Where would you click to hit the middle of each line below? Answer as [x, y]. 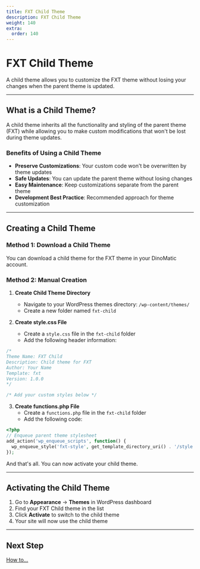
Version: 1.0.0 [25, 379]
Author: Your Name [29, 368]
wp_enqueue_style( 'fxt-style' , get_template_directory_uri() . [91, 447]
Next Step [25, 545]
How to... [17, 560]
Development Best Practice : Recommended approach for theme [94, 198]
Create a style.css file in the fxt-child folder [79, 334]
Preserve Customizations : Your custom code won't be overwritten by [101, 166]
